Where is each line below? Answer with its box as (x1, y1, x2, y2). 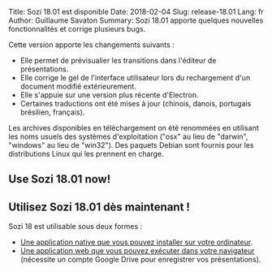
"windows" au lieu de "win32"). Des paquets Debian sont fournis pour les (8, 140, 254, 149)
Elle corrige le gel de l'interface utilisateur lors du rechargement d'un (19, 73, 251, 82)
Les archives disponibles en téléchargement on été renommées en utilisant (8, 123, 260, 132)
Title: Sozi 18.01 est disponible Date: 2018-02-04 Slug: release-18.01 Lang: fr (8, 7, 264, 16)
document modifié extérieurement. (19, 81, 136, 91)
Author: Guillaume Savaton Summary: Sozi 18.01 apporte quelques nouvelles (8, 15, 264, 25)
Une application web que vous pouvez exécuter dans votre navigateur (19, 246, 255, 256)
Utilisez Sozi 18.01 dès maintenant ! (8, 200, 191, 214)
